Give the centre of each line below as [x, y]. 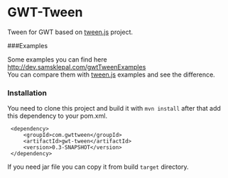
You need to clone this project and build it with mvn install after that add [114, 109]
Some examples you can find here [58, 59]
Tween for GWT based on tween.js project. [70, 32]
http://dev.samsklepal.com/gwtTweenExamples [77, 67]
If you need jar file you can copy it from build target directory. [98, 167]
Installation [27, 93]
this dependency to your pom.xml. [58, 116]
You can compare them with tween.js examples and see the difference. [111, 74]
